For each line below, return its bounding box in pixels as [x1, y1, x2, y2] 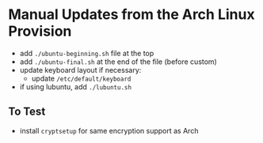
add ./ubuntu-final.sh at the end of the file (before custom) [19, 57, 218, 66]
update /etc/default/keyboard [31, 73, 131, 83]
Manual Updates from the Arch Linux [8, 6, 255, 24]
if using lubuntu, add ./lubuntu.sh [19, 81, 132, 92]
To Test [8, 105, 46, 119]
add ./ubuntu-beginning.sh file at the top [19, 48, 154, 58]
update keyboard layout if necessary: [19, 65, 142, 74]
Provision [8, 22, 72, 40]
